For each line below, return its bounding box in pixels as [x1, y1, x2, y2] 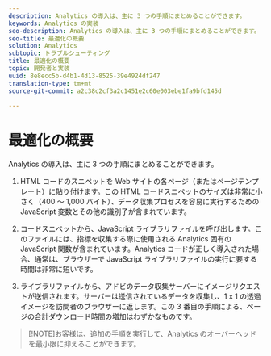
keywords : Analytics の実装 [8, 19, 99, 27]
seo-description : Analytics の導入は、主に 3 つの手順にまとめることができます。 [8, 27, 261, 35]
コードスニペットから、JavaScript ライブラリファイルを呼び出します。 [19, 224, 256, 234]
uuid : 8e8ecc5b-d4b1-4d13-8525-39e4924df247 [8, 72, 161, 80]
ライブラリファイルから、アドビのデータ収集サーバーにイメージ [19, 282, 232, 291]
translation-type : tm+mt [8, 79, 92, 87]
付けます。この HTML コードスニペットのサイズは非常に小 [69, 186, 263, 196]
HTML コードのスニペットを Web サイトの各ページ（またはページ [19, 177, 238, 186]
